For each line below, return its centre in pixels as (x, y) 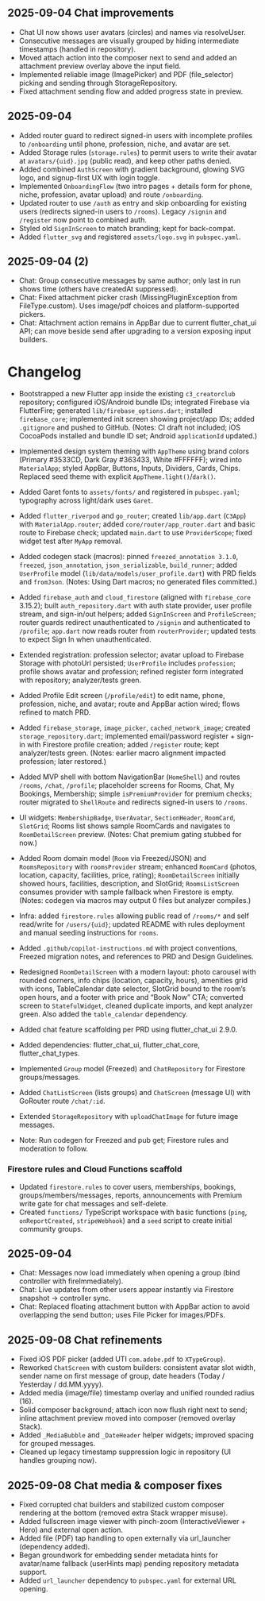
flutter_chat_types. (49, 1053)
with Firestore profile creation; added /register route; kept (123, 745)
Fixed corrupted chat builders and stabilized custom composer (121, 1505)
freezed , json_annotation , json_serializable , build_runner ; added (128, 565)
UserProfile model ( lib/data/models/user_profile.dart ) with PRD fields (138, 573)
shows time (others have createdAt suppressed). (99, 289)
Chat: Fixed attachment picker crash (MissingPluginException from (128, 298)
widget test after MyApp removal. (71, 541)
